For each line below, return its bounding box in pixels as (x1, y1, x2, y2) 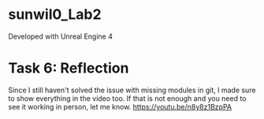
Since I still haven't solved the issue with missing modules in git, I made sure (8, 85, 256, 95)
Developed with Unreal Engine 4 (8, 32, 113, 41)
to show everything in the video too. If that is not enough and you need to (8, 93, 247, 103)
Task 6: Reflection (8, 59, 129, 77)
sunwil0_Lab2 (8, 6, 102, 24)
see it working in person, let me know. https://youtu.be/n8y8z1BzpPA (8, 102, 232, 111)
